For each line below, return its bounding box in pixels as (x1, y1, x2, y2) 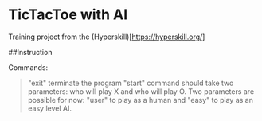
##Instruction (8, 47, 53, 57)
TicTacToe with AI (8, 6, 128, 24)
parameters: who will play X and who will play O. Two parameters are (27, 86, 255, 96)
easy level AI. (27, 103, 72, 113)
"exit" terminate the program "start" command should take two (27, 78, 234, 88)
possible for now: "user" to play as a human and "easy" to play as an (27, 95, 253, 104)
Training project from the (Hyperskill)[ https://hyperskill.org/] (8, 32, 205, 41)
